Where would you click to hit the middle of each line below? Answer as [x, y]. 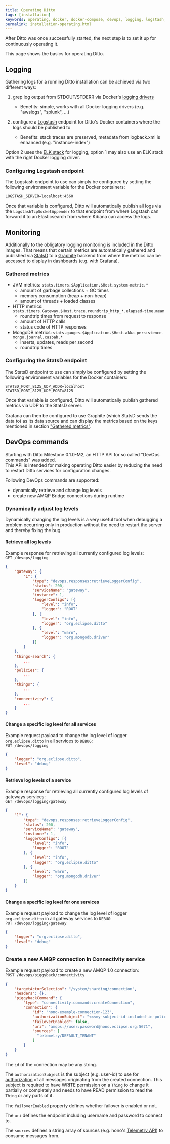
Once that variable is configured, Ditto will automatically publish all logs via [83, 206]
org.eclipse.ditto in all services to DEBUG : [49, 741]
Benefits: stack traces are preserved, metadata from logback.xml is [90, 137]
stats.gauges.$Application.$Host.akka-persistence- [109, 333]
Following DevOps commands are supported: [52, 480]
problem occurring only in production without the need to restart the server [83, 525]
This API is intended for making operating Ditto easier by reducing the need [84, 465]
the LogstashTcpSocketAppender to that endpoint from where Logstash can [82, 211]
